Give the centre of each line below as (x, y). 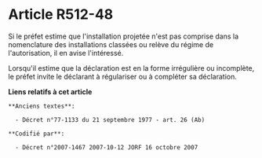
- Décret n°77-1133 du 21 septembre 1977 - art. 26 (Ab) (110, 119)
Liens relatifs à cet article (50, 91)
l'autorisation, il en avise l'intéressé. (66, 53)
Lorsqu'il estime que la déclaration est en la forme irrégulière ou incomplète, (131, 68)
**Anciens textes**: (42, 106)
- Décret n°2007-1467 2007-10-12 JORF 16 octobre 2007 (107, 147)
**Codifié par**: (36, 134)
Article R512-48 (61, 15)
